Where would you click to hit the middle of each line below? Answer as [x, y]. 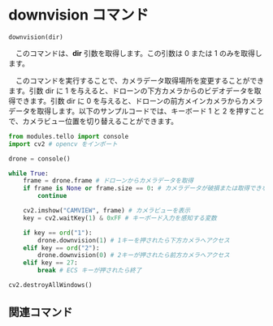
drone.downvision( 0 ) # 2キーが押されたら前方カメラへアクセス [134, 255]
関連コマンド [41, 313]
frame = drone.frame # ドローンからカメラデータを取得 [108, 181]
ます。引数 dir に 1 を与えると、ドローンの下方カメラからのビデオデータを [131, 90]
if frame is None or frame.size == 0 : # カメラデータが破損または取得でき [143, 189]
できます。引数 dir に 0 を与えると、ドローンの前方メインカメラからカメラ [139, 101]
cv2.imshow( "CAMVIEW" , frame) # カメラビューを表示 [107, 211]
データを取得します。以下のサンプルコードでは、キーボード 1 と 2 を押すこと [136, 111]
